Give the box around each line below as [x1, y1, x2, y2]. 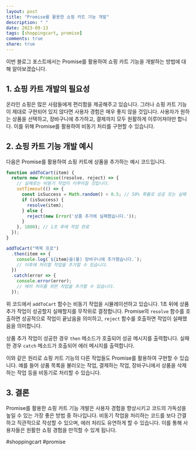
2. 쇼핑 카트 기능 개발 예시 [6, 142, 94, 152]
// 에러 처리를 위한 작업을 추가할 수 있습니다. [16, 284, 115, 290]
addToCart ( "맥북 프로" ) [6, 245, 60, 252]
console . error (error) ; [16, 278, 72, 284]
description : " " [6, 19, 49, 25]
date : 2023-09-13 [6, 25, 49, 31]
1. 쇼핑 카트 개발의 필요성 [6, 84, 90, 94]
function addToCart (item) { [6, 170, 75, 175]
